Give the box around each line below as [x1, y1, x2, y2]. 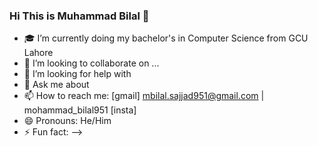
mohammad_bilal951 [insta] [23, 104, 137, 116]
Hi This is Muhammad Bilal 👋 [9, 9, 150, 23]
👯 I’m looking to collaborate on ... [23, 57, 160, 69]
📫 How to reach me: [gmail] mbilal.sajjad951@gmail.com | [23, 90, 265, 102]
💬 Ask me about [23, 79, 90, 91]
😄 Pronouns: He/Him [23, 115, 112, 127]
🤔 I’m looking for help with [23, 68, 132, 80]
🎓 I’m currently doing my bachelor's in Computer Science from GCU [23, 32, 309, 44]
